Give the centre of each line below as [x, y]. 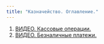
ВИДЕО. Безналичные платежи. [56, 35]
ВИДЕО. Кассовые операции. [53, 29]
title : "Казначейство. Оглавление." [52, 12]
